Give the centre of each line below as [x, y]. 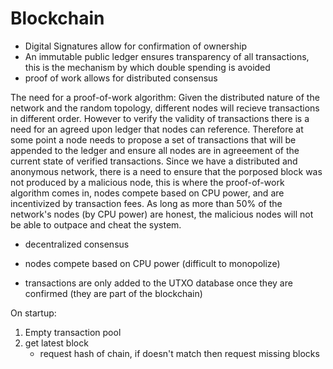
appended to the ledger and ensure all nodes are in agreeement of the [155, 150]
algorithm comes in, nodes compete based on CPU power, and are [147, 193]
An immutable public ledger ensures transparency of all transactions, [167, 56]
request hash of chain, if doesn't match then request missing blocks [179, 353]
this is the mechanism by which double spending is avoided [147, 67]
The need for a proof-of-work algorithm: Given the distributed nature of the [165, 97]
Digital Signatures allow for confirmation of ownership [136, 46]
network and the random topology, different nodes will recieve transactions [165, 108]
